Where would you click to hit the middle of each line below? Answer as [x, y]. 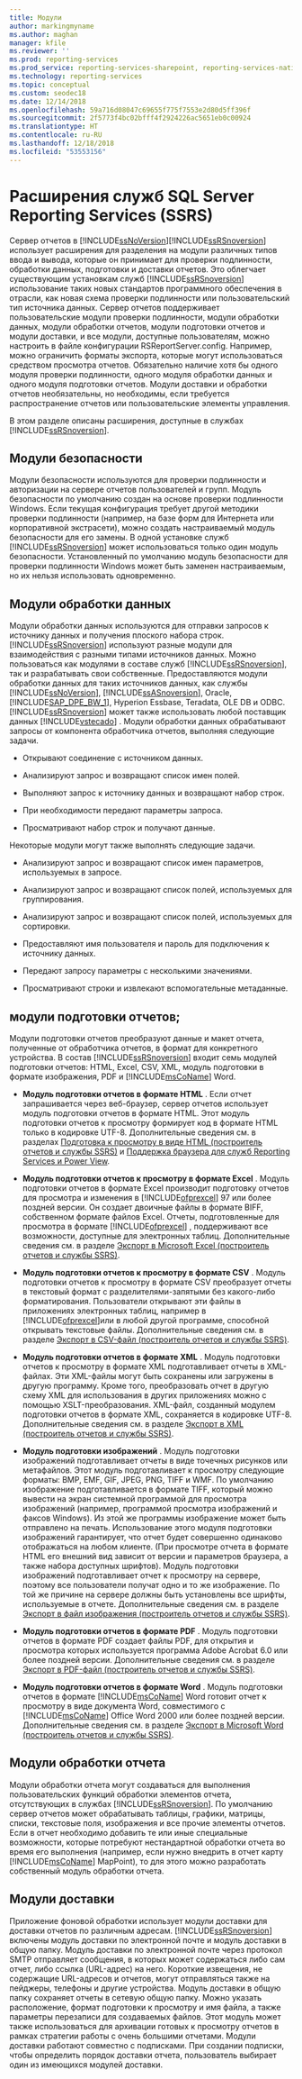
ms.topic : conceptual [50, 85]
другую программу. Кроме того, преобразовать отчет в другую [146, 1385]
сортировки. [46, 926]
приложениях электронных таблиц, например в [114, 1311]
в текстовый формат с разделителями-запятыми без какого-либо [149, 1292]
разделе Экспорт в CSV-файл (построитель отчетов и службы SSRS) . [156, 1339]
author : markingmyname [52, 26]
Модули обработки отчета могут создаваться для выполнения [130, 1784]
